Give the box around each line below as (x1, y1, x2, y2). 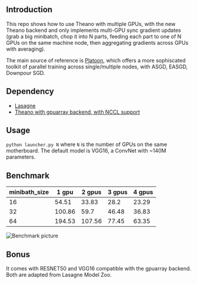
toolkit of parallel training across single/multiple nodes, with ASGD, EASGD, (6, 63, 188, 70)
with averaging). (6, 45, 46, 52)
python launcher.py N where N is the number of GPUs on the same (6, 141, 168, 148)
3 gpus (108, 188, 128, 196)
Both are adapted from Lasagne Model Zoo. (6, 271, 112, 279)
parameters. (6, 153, 36, 161)
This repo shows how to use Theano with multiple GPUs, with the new (6, 20, 176, 27)
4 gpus (133, 188, 153, 196)
